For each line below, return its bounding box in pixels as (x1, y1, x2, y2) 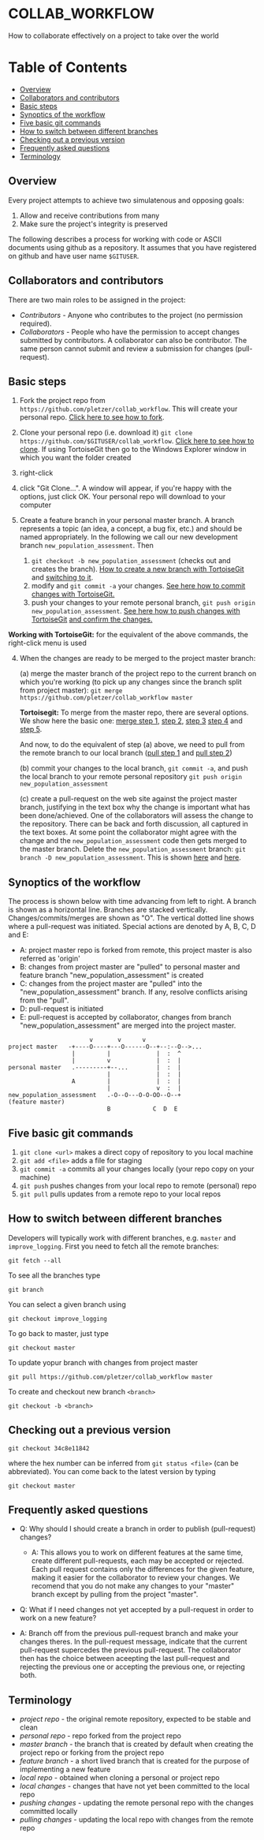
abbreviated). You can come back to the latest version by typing (8, 1466, 217, 1476)
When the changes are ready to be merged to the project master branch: (19, 654, 256, 663)
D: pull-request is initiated (19, 1004, 104, 1013)
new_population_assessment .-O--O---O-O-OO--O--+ (8, 1092, 181, 1099)
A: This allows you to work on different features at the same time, (31, 1547, 244, 1558)
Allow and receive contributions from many (19, 211, 160, 220)
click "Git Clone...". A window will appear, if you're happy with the (19, 483, 232, 493)
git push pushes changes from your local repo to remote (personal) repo (19, 1181, 257, 1190)
